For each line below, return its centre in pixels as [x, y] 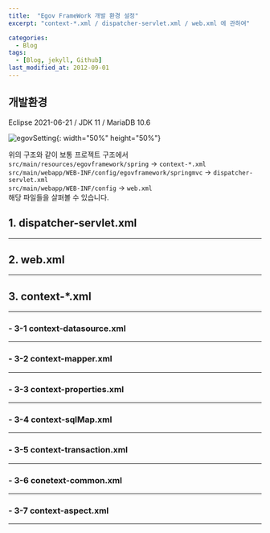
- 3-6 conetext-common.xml [65, 480]
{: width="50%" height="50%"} [108, 138]
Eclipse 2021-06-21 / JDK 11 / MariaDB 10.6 [80, 122]
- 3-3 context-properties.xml [66, 389]
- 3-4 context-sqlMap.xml [60, 419]
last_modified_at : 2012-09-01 [59, 68]
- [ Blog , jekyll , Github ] [59, 60]
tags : [17, 53]
